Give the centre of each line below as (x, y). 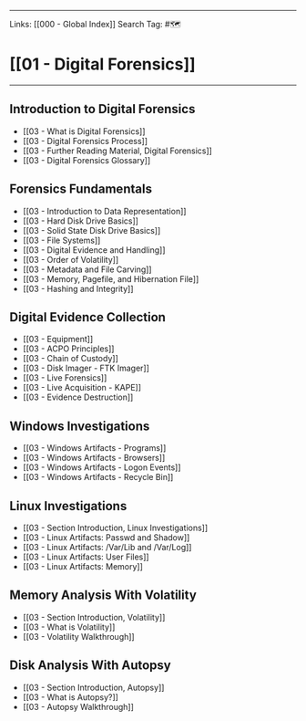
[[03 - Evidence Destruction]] (78, 397)
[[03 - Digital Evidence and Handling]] (94, 250)
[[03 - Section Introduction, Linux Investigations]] (115, 528)
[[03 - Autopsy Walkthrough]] (78, 706)
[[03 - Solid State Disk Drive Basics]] (92, 230)
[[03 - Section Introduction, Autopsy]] (93, 687)
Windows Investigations (80, 426)
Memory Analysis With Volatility (103, 596)
